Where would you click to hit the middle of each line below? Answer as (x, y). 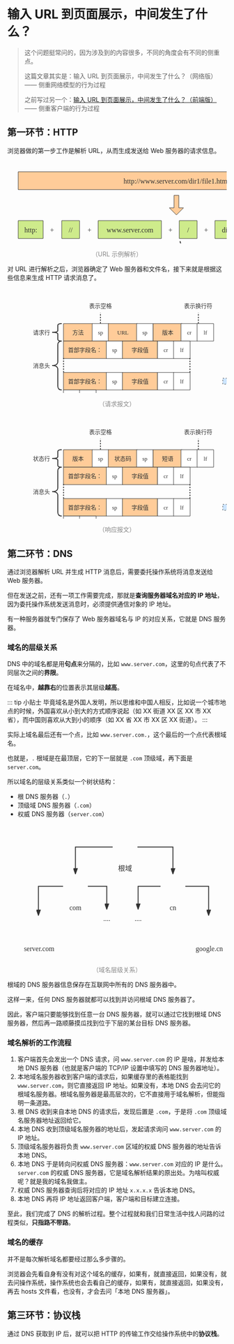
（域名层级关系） (117, 970)
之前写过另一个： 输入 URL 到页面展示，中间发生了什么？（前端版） (120, 99)
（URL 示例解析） (117, 254)
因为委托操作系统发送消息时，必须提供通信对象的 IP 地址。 (91, 604)
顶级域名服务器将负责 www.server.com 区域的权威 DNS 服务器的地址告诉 (119, 1146)
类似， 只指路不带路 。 (44, 1223)
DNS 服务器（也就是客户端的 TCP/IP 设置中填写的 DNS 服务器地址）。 (124, 1068)
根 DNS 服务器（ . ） (46, 797)
